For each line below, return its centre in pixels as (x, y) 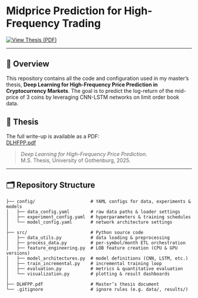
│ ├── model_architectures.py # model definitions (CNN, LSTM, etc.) (97, 258)
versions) (18, 253)
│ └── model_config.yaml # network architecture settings (89, 222)
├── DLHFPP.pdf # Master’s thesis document (83, 284)
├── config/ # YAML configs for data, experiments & (99, 202)
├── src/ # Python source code (75, 233)
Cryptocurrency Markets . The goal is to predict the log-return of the (90, 90)
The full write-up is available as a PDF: (53, 136)
